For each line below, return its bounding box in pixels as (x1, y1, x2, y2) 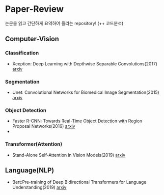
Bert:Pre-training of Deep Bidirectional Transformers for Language (12, 179, 146, 185)
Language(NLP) (5, 166, 55, 174)
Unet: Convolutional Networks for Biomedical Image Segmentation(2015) (12, 89, 160, 95)
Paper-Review (5, 3, 64, 15)
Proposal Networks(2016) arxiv (12, 123, 75, 129)
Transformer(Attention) (5, 141, 62, 148)
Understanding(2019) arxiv (12, 184, 67, 190)
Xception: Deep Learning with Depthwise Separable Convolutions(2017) (12, 60, 158, 67)
